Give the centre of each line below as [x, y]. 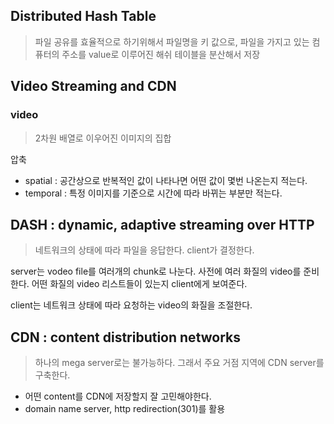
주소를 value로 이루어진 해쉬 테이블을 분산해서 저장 [161, 54]
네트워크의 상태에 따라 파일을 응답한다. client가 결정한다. [144, 250]
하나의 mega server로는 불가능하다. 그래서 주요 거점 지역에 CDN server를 [179, 363]
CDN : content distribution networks [126, 337]
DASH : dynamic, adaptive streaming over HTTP [162, 224]
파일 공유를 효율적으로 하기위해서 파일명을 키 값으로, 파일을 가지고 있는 [172, 41]
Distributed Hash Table [83, 16]
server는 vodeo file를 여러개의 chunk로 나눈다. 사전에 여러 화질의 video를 [156, 271]
